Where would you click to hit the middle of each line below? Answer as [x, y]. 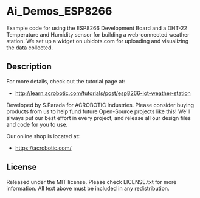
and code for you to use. [37, 124]
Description [29, 67]
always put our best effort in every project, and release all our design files [99, 118]
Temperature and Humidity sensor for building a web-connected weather [98, 34]
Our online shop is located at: [43, 136]
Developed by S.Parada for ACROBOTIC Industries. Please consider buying [100, 105]
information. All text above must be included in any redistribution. [88, 188]
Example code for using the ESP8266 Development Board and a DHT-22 [97, 28]
